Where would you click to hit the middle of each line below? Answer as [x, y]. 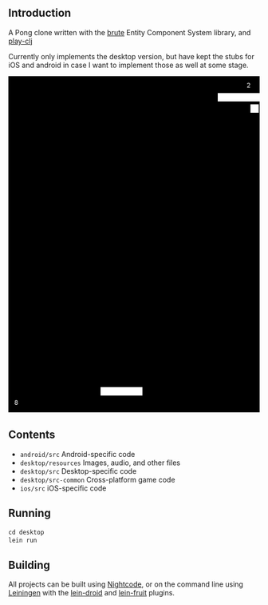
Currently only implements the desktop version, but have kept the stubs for [132, 56]
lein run [23, 541]
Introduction [40, 13]
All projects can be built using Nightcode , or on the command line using [126, 584]
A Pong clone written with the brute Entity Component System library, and [130, 32]
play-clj [21, 41]
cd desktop [26, 533]
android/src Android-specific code [77, 454]
